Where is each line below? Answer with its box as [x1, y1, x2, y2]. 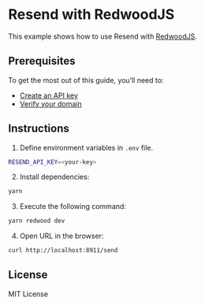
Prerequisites [8, 54, 76, 68]
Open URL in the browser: [19, 231, 104, 241]
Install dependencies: [19, 172, 90, 182]
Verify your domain [19, 99, 82, 108]
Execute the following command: [19, 202, 126, 211]
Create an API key [19, 91, 79, 100]
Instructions [8, 122, 69, 136]
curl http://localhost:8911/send [8, 247, 118, 255]
